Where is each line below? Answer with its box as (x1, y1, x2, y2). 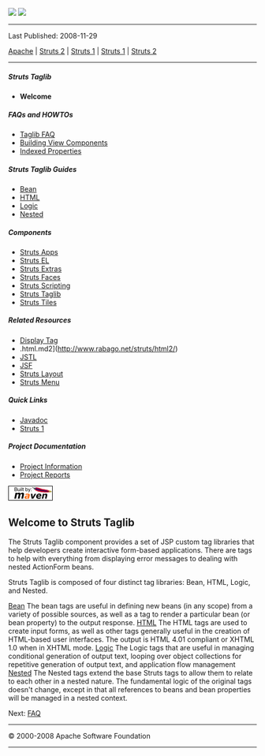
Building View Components (19, 138, 108, 147)
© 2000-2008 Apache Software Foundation (8, 731, 151, 740)
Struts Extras (19, 264, 62, 274)
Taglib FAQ (19, 129, 55, 139)
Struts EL (19, 255, 50, 265)
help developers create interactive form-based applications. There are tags (8, 545, 252, 555)
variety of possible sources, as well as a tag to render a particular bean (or (8, 609, 251, 619)
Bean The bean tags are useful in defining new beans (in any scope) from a (8, 601, 253, 610)
